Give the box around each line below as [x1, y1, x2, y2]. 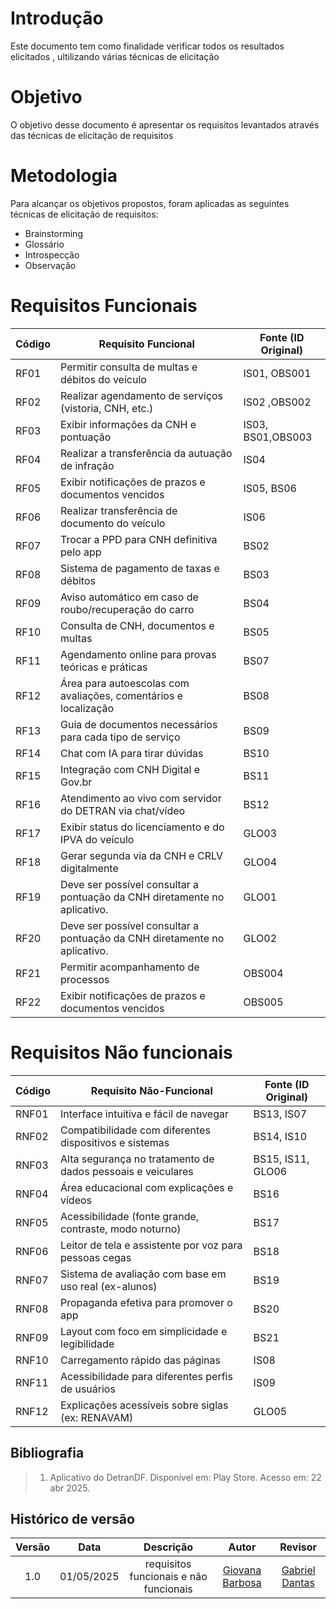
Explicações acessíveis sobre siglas [60, 1398, 229, 1412]
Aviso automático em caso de [60, 590, 199, 604]
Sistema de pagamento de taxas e [60, 561, 220, 575]
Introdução [10, 7, 104, 30]
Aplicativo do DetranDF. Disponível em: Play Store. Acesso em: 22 [49, 1471, 322, 1483]
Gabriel [281, 1563, 316, 1577]
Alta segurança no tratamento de [60, 1152, 215, 1166]
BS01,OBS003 [243, 430, 313, 444]
